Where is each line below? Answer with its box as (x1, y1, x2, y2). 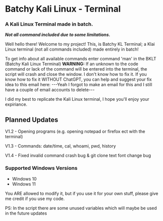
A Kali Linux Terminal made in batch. (5, 21, 93, 28)
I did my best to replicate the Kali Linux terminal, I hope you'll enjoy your (5, 96, 149, 102)
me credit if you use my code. (5, 196, 65, 202)
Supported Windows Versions (5, 165, 78, 171)
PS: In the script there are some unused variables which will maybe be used (5, 205, 157, 211)
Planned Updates (5, 115, 58, 124)
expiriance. (5, 101, 28, 108)
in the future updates (5, 210, 47, 216)
